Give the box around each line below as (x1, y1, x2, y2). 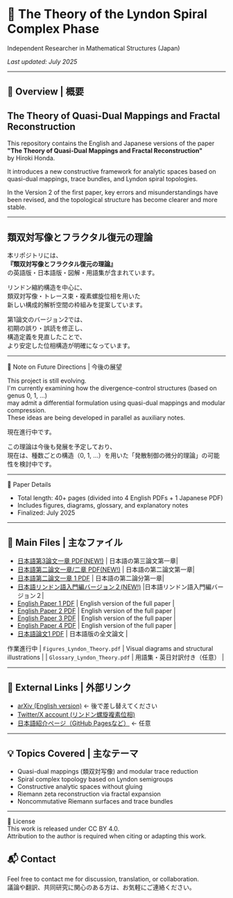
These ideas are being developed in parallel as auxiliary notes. (7, 413, 186, 422)
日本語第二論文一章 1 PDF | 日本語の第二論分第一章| (17, 574, 164, 582)
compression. (7, 406, 46, 414)
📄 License (7, 817, 36, 826)
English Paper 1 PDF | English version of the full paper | (17, 599, 175, 607)
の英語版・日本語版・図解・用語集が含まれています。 (7, 268, 159, 276)
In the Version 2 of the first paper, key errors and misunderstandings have (7, 188, 218, 197)
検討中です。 (19, 460, 55, 468)
